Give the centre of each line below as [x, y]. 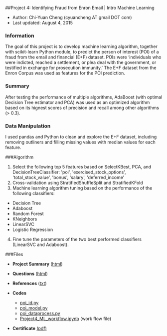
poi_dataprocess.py [40, 313]
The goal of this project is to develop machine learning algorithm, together [82, 46]
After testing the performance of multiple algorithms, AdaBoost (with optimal [84, 97]
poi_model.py [34, 308]
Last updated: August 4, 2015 [43, 23]
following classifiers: [33, 193]
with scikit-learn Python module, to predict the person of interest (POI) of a [82, 52]
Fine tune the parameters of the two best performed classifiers [77, 239]
